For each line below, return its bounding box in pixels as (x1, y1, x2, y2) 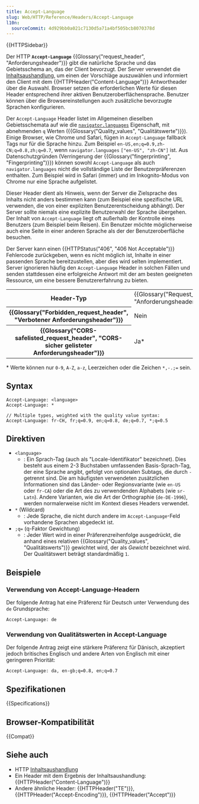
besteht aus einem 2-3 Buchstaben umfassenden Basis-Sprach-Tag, (23, 462, 191, 469)
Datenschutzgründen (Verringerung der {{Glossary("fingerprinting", (6, 153, 171, 160)
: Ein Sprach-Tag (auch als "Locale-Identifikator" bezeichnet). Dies (23, 455, 187, 463)
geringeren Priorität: (6, 657, 56, 664)
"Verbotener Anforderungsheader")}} (14, 315, 123, 324)
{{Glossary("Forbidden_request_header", (9, 308, 129, 316)
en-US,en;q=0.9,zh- (117, 141, 165, 147)
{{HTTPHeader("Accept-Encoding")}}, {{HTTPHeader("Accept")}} (14, 791, 176, 798)
